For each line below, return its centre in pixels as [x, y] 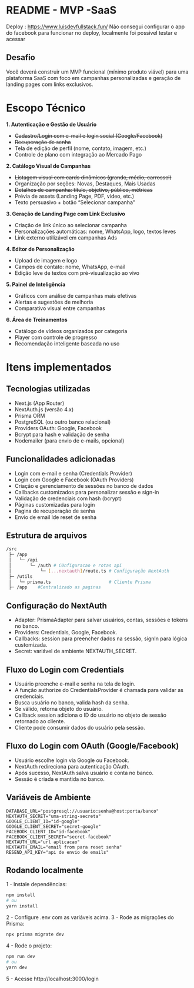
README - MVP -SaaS [61, 10]
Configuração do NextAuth [57, 606]
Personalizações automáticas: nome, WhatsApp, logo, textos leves [95, 231]
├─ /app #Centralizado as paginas [55, 587]
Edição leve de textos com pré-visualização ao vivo [77, 273]
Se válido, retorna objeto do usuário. [59, 708]
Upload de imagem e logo [46, 260]
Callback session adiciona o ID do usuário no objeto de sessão [90, 715]
